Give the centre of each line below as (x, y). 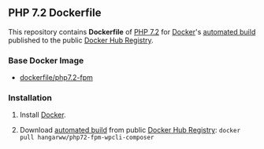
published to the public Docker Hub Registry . (81, 40)
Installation (30, 98)
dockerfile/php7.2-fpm (56, 78)
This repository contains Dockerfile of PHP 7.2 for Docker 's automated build (132, 31)
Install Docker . (43, 115)
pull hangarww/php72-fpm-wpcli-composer (87, 138)
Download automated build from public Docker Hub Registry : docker (130, 130)
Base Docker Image (46, 60)
